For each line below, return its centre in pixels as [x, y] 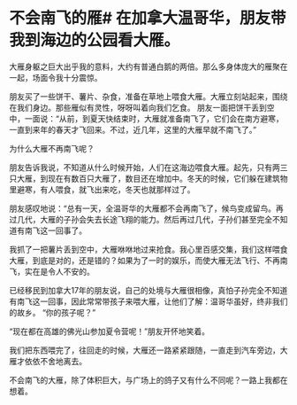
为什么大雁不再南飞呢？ [52, 148]
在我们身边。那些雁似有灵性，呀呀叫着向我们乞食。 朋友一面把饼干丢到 [138, 107]
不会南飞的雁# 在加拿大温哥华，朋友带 [148, 18]
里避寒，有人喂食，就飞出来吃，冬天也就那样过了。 [102, 189]
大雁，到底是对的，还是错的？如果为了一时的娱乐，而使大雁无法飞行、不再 [145, 260]
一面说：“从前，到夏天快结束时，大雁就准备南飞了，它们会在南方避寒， [154, 118]
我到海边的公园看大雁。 [95, 40]
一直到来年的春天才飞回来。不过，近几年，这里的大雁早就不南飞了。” [133, 129]
